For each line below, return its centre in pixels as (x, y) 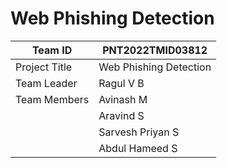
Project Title (44, 67)
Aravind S (121, 115)
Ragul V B (121, 83)
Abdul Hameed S (138, 148)
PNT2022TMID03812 (155, 50)
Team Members (52, 99)
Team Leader (46, 83)
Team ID (52, 50)
